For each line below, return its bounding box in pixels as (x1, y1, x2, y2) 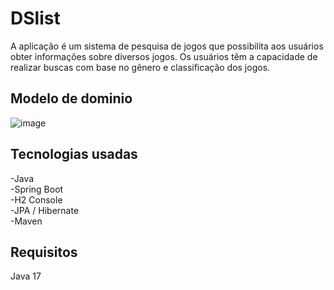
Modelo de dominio (10, 90, 133, 107)
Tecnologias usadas (10, 146, 138, 163)
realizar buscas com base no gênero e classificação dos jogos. (10, 61, 271, 73)
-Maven (10, 215, 43, 227)
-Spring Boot (10, 183, 64, 195)
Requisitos (10, 243, 78, 261)
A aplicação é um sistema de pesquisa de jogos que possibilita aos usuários (10, 40, 324, 52)
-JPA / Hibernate (10, 204, 80, 216)
